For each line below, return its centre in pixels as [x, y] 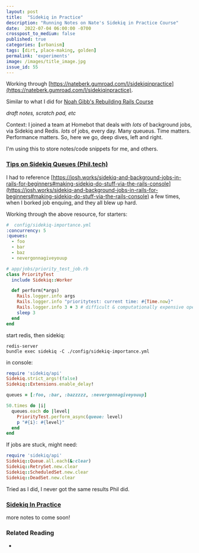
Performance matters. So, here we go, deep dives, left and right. [84, 137]
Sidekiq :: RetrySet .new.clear [42, 467]
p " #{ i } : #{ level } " [41, 422]
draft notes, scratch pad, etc [41, 113]
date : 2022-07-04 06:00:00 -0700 [49, 28]
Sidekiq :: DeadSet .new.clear [41, 477]
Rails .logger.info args [46, 296]
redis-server [22, 346]
